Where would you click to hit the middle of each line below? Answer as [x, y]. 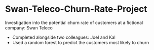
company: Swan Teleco [29, 27]
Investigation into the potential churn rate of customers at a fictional [74, 23]
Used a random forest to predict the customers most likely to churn [80, 42]
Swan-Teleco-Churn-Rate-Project [76, 9]
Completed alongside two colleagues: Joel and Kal [64, 37]
